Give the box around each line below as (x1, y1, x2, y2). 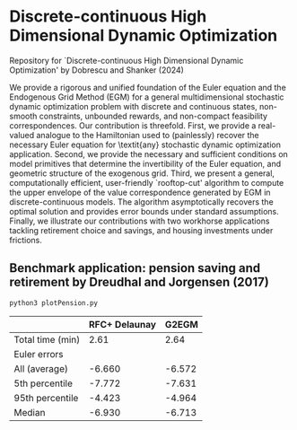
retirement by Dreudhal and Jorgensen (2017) (9, 275, 269, 290)
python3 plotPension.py (9, 298, 99, 307)
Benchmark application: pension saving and (9, 260, 261, 276)
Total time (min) (13, 333, 81, 346)
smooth (9, 110, 38, 121)
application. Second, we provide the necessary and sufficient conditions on (9, 148, 289, 159)
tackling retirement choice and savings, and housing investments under (9, 224, 274, 235)
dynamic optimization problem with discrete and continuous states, (9, 101, 258, 111)
